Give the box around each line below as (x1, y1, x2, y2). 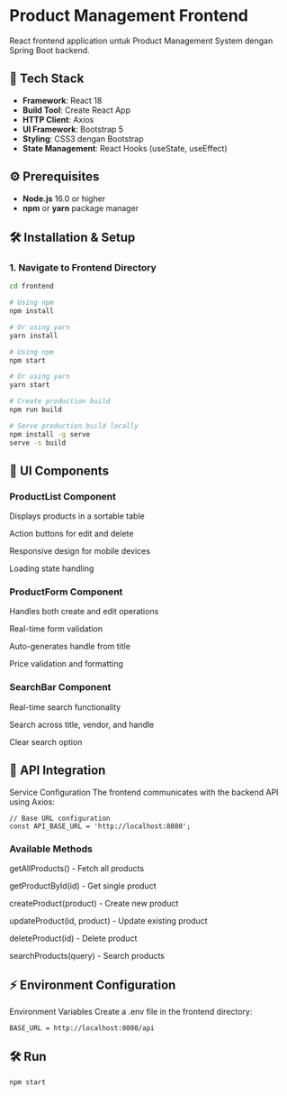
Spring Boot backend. (9, 44, 90, 55)
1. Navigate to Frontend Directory (9, 261, 157, 273)
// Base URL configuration (9, 814, 111, 823)
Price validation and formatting (9, 659, 124, 669)
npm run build (9, 405, 63, 414)
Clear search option (9, 736, 83, 747)
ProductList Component (9, 490, 117, 502)
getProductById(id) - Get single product (9, 880, 157, 891)
